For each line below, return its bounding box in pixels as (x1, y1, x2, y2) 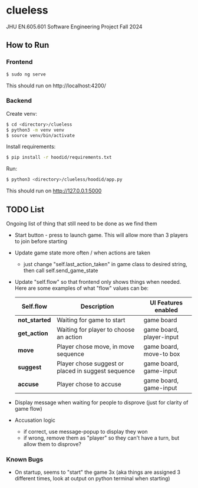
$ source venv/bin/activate (6, 132, 75, 139)
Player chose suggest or (57, 359, 124, 368)
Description (80, 302, 114, 310)
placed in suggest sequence (57, 366, 136, 375)
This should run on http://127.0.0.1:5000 (6, 187, 102, 195)
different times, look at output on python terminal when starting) (14, 475, 170, 482)
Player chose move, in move (57, 342, 134, 351)
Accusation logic (14, 417, 56, 424)
